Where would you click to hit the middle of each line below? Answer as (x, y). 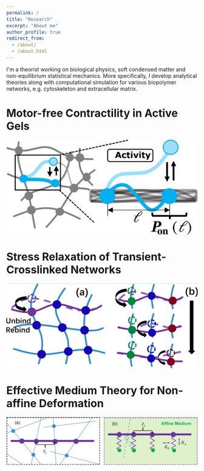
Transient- (139, 257)
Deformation (71, 403)
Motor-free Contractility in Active (92, 113)
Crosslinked (37, 270)
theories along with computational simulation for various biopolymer (91, 82)
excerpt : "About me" (32, 26)
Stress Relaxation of (58, 257)
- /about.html (29, 52)
